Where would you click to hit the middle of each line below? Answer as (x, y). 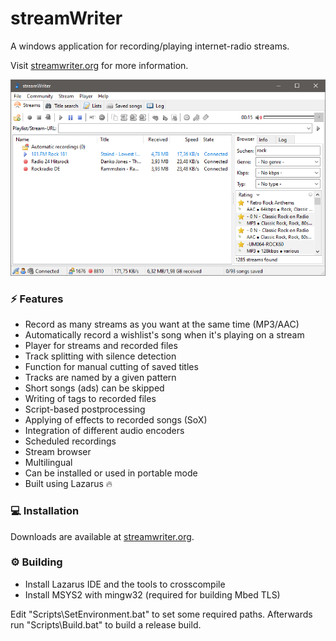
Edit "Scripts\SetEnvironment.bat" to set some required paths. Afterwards (161, 614)
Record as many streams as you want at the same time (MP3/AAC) (162, 324)
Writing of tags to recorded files (90, 399)
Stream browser (58, 452)
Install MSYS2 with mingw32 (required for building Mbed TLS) (152, 594)
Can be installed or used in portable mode (111, 473)
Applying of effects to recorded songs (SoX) (116, 420)
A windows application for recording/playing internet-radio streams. (150, 46)
